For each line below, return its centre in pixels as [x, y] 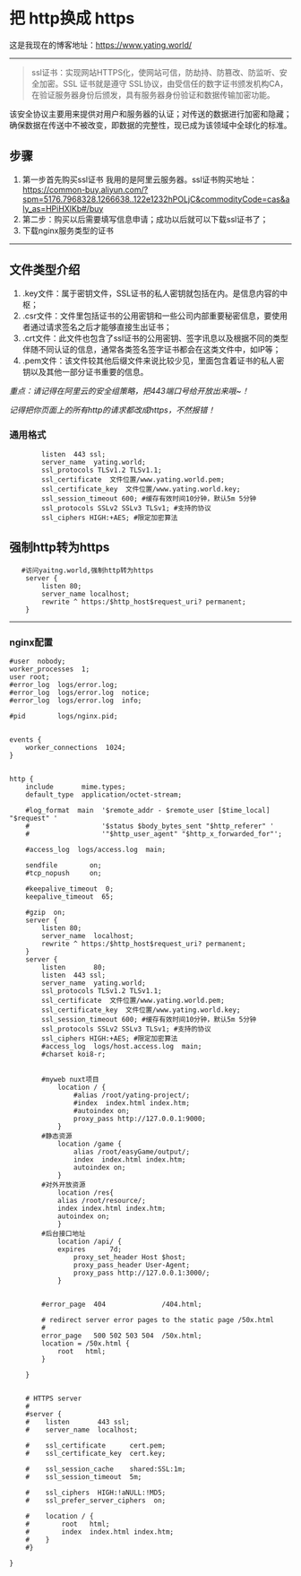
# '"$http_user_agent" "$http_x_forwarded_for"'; [154, 834]
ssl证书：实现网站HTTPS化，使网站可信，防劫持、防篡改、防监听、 [155, 72]
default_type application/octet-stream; [103, 795]
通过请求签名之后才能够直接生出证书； [101, 327]
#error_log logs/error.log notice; [80, 692]
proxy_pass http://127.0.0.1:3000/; [142, 1273]
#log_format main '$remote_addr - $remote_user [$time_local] [148, 810]
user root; [30, 677]
